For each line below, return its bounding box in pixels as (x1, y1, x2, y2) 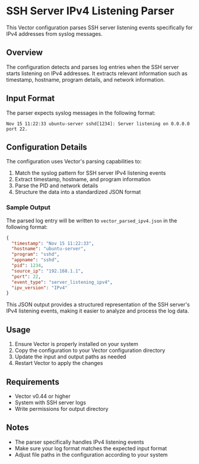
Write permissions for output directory (14, 405, 109, 412)
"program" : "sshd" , (11, 252, 60, 258)
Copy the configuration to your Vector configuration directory (14, 347, 165, 354)
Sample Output (6, 203, 50, 212)
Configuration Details (6, 142, 87, 152)
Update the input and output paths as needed (14, 353, 127, 360)
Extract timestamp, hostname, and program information (14, 176, 151, 183)
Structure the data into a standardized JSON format (14, 188, 141, 196)
